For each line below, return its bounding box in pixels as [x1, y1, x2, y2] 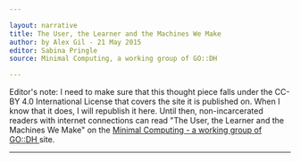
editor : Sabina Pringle [9, 46, 98, 55]
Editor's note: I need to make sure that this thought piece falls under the [9, 87, 273, 98]
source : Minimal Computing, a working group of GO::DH [9, 55, 218, 64]
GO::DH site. [9, 134, 55, 145]
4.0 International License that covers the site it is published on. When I [21, 96, 280, 107]
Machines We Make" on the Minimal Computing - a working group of [9, 124, 262, 135]
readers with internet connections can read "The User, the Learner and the [9, 115, 284, 126]
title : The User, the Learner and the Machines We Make [9, 29, 221, 38]
